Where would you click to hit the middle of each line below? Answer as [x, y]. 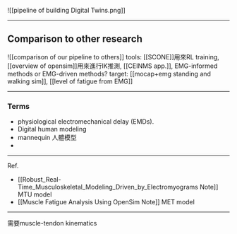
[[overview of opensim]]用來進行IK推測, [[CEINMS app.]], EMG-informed [113, 66]
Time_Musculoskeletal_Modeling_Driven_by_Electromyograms [108, 187]
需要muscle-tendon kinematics [52, 223]
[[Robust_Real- [39, 180]
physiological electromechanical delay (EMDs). [86, 122]
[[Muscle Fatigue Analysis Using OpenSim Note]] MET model [106, 202]
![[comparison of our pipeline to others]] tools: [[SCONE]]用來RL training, [114, 57]
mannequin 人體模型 [47, 138]
